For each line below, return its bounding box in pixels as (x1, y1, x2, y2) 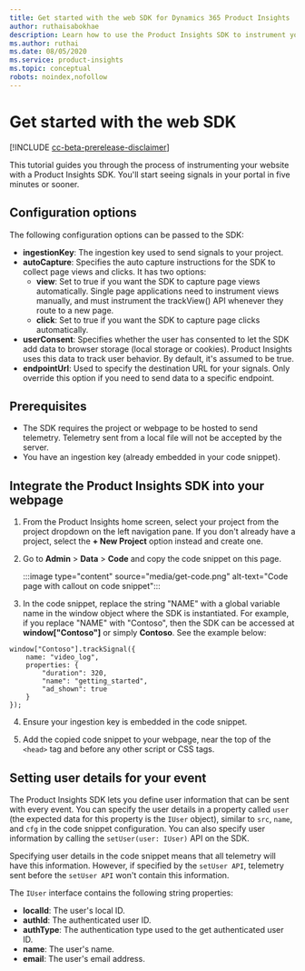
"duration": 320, (42, 669, 107, 678)
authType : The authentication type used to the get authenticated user (22, 924, 284, 935)
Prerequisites (9, 398, 87, 414)
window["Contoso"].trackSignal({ (9, 645, 136, 655)
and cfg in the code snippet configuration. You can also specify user (9, 823, 266, 834)
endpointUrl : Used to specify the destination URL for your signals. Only (22, 363, 290, 374)
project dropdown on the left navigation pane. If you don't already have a (22, 526, 296, 537)
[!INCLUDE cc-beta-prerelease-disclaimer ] (9, 142, 170, 153)
